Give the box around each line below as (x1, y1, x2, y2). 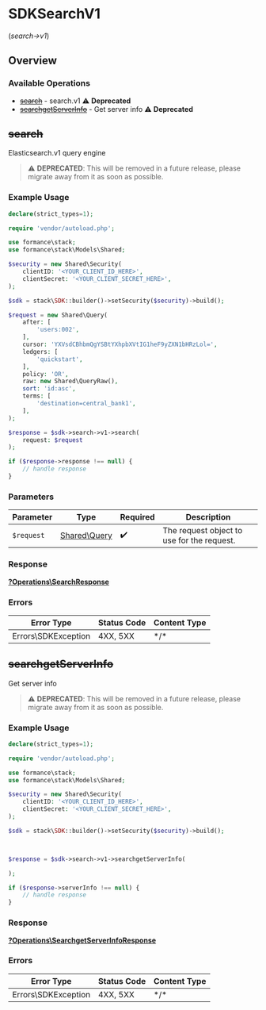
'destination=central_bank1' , (36, 400, 136, 408)
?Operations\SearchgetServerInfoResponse (8, 935, 157, 945)
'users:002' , (36, 326, 80, 334)
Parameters (8, 491, 54, 502)
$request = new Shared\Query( (8, 311, 108, 319)
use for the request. (162, 535, 236, 546)
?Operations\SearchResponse (8, 577, 109, 586)
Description (185, 512, 231, 523)
